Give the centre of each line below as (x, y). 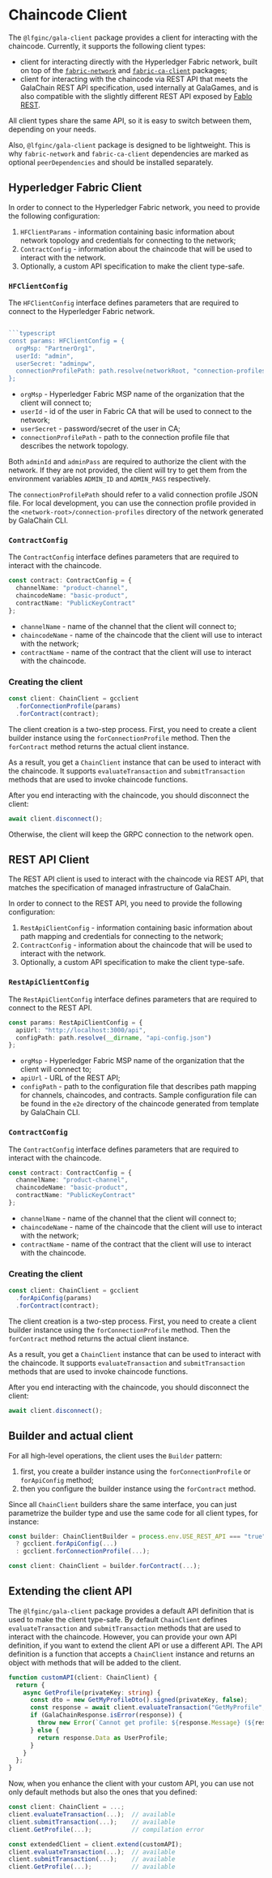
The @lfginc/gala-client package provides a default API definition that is (131, 1611)
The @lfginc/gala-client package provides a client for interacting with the (133, 37)
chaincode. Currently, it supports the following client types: (107, 45)
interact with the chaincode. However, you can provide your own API (123, 1636)
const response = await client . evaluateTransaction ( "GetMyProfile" (146, 1708)
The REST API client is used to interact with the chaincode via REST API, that (136, 879)
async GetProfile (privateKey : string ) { (92, 1693)
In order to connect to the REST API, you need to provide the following (125, 903)
